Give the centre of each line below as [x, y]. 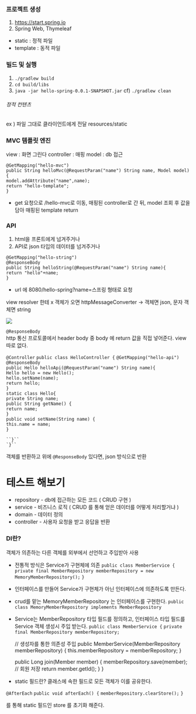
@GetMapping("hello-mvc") [37, 165]
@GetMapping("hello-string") [42, 258]
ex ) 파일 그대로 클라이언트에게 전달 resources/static [67, 124]
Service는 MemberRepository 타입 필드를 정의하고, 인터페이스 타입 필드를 [100, 619]
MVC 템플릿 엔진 [28, 140]
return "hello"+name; [32, 273]
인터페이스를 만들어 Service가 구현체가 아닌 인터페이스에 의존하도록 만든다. [100, 588]
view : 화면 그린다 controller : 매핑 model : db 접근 [64, 154]
